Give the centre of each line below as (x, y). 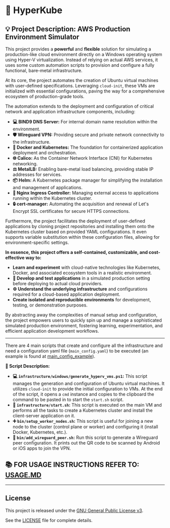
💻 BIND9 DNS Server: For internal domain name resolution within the (85, 122)
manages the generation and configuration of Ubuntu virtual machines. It (89, 383)
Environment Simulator (42, 37)
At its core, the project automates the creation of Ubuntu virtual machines (82, 80)
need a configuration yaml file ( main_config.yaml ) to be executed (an (77, 351)
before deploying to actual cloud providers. (57, 283)
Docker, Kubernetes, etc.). (40, 432)
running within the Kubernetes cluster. (52, 198)
